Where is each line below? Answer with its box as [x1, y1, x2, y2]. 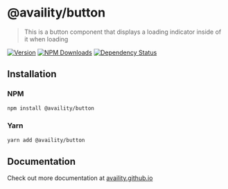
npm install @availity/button [7, 105, 95, 112]
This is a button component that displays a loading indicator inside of [24, 28, 222, 36]
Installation [7, 68, 57, 80]
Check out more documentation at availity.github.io [7, 174, 153, 182]
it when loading [24, 34, 69, 43]
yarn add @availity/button [7, 137, 85, 143]
